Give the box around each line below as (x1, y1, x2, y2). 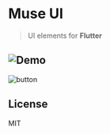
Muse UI (8, 5, 63, 23)
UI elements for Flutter (27, 31, 103, 40)
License (8, 98, 48, 111)
